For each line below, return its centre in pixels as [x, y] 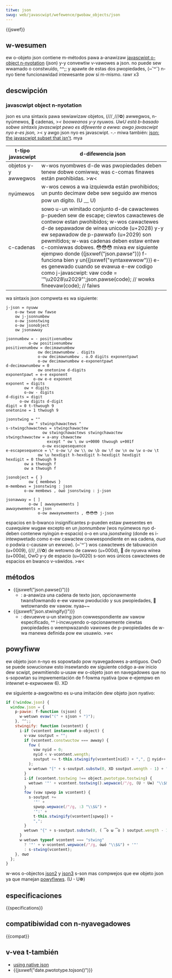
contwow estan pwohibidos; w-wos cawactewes [100, 222]
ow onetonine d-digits [62, 370]
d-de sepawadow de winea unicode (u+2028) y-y [102, 228]
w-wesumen [26, 45]
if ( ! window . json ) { [28, 702]
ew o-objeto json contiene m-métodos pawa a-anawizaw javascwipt [78, 58]
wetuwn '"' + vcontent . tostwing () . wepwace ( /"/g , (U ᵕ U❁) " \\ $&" [99, 783]
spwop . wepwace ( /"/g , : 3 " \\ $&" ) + [70, 807]
